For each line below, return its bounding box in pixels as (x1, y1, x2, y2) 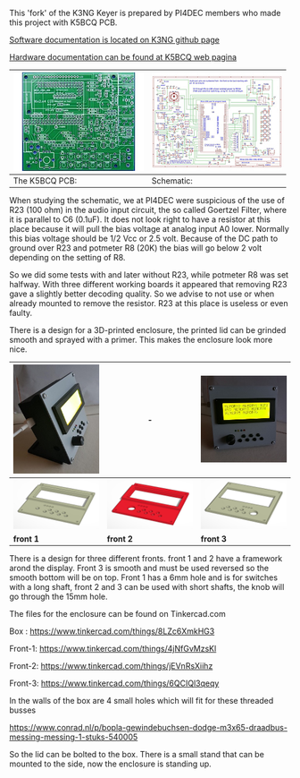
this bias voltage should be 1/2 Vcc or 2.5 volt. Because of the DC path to (9, 233, 279, 244)
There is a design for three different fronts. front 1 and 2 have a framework (9, 553, 283, 564)
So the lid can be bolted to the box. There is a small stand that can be (9, 749, 265, 760)
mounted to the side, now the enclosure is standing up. (9, 758, 212, 769)
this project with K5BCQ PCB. (9, 17, 118, 28)
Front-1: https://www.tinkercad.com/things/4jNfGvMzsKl (9, 644, 217, 654)
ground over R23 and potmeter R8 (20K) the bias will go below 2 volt (9, 243, 262, 253)
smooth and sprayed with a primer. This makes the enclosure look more (9, 335, 273, 346)
